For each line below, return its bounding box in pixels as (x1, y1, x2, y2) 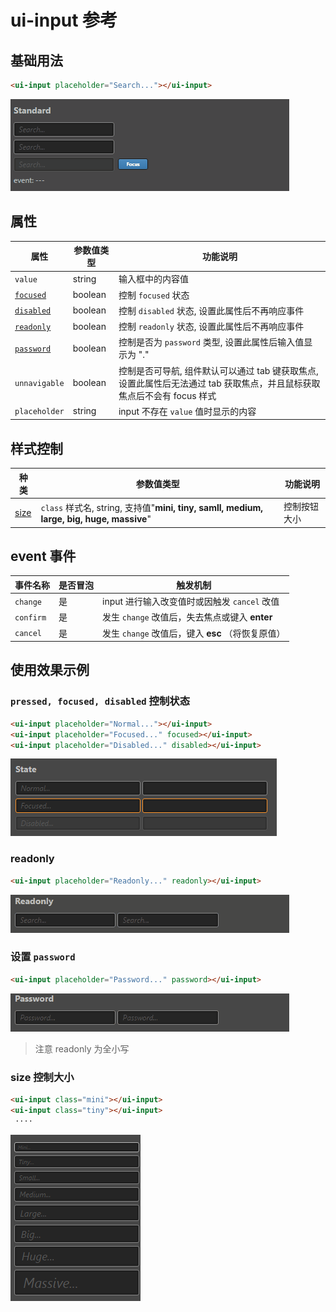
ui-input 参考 (10, 9, 118, 32)
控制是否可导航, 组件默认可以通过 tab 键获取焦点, (118, 364, 319, 376)
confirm (14, 612, 47, 623)
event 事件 (10, 547, 77, 565)
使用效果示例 (10, 662, 90, 679)
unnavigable (14, 379, 65, 389)
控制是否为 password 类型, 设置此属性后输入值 (118, 336, 305, 348)
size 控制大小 (10, 1070, 75, 1084)
